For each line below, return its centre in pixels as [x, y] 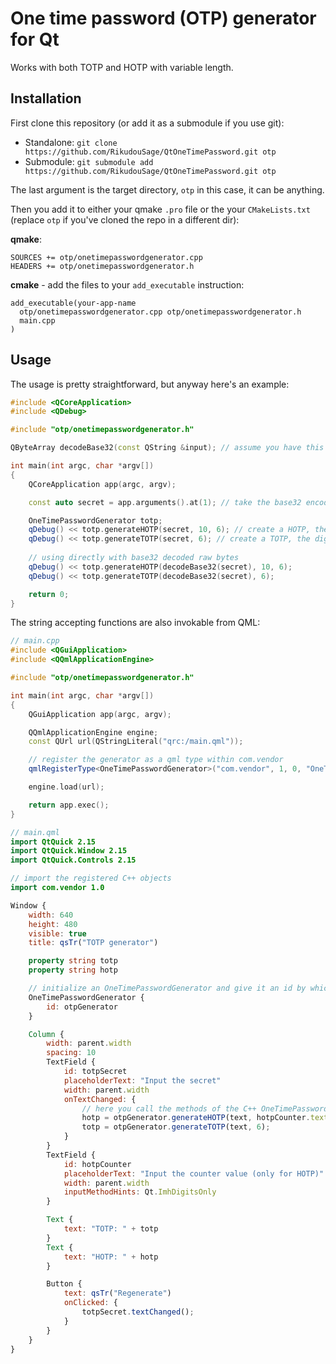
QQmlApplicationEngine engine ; [93, 732]
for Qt [35, 39]
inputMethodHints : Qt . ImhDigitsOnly [140, 1192]
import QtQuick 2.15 [53, 842]
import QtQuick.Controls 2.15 [73, 860]
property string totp [73, 961]
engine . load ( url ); [66, 787]
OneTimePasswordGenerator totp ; [95, 520]
